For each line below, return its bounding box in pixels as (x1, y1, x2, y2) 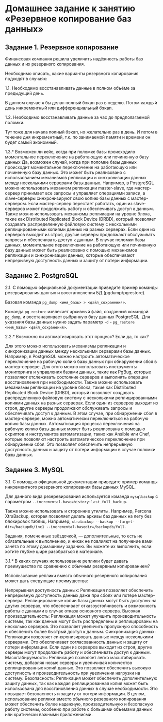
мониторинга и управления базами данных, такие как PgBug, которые (5, 369, 151, 375)
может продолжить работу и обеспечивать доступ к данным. (26, 206, 154, 211)
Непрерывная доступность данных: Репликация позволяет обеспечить (5, 587, 153, 593)
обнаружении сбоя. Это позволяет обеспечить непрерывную (5, 441, 133, 447)
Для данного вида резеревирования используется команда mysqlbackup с (5, 493, 158, 499)
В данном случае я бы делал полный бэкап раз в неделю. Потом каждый (5, 100, 158, 105)
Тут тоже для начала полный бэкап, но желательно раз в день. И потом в (5, 129, 158, 134)
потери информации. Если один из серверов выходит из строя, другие (5, 644, 152, 650)
